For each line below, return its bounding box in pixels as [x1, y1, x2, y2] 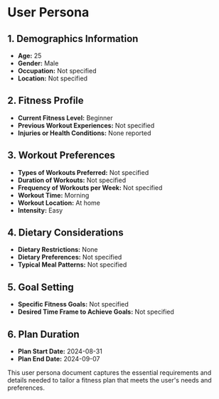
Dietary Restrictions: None [17, 245, 98, 254]
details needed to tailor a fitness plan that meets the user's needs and [7, 376, 212, 385]
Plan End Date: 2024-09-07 [17, 355, 100, 363]
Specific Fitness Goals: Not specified [17, 300, 129, 309]
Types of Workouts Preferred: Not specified [17, 168, 149, 176]
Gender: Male [17, 59, 59, 68]
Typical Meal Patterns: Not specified [17, 260, 127, 269]
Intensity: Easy [17, 206, 63, 214]
